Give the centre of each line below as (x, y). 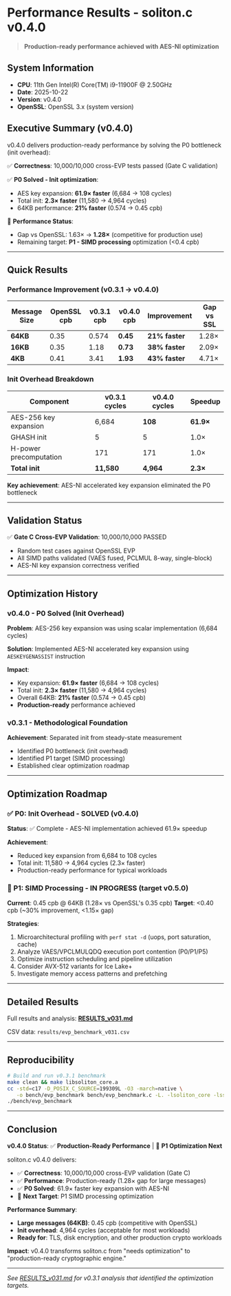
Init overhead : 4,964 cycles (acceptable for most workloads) (103, 1231)
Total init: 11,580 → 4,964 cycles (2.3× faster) (81, 863)
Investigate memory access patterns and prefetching (92, 974)
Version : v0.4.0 (39, 99)
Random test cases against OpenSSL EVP (76, 551)
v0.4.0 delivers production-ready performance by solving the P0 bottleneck (114, 145)
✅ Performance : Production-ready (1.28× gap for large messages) (111, 1181)
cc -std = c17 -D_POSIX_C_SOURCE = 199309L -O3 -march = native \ (95, 1089)
